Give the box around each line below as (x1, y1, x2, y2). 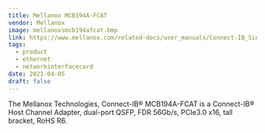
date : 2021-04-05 (8, 70, 65, 78)
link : (8, 33, 26, 42)
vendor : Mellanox (8, 19, 65, 27)
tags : (8, 41, 26, 49)
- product (15, 48, 47, 56)
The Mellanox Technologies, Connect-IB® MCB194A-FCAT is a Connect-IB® (8, 99, 255, 109)
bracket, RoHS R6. (8, 116, 68, 125)
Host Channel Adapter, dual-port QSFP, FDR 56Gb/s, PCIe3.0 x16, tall (8, 107, 233, 116)
